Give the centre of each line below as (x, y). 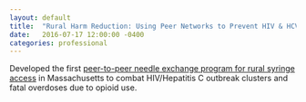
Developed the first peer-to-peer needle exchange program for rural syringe (153, 69)
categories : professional (58, 43)
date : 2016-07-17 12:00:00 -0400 (77, 34)
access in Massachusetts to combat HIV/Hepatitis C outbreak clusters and (149, 79)
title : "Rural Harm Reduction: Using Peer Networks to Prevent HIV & (146, 26)
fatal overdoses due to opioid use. (73, 88)
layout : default (40, 18)
